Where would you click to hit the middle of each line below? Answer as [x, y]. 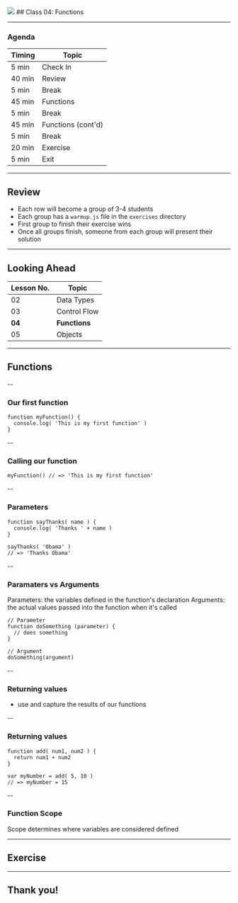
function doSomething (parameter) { [61, 626]
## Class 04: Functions [50, 12]
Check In [57, 67]
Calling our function [42, 461]
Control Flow [78, 311]
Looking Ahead [41, 268]
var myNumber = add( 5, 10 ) [50, 776]
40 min [23, 79]
